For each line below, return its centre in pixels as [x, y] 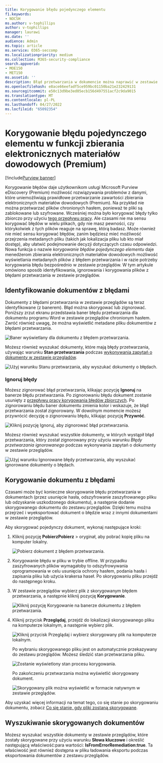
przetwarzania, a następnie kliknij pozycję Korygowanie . [69, 596]
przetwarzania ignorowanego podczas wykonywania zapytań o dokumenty [81, 445]
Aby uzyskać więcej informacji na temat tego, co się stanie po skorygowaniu [82, 702]
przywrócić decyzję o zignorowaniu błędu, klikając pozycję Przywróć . [75, 416]
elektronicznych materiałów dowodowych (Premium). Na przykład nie [75, 203]
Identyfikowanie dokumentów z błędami [67, 290]
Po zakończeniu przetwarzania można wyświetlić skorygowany [75, 673]
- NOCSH [13, 19]
